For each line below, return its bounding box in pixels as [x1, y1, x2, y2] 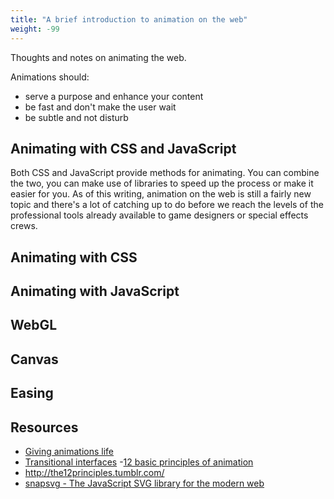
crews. [10, 220, 38, 232]
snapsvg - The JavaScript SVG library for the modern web [24, 477, 265, 490]
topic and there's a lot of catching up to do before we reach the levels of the [10, 199, 324, 211]
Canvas [10, 351, 59, 368]
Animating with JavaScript [10, 283, 180, 300]
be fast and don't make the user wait [24, 101, 177, 113]
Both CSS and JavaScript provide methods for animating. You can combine [10, 167, 320, 179]
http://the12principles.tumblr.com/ [24, 467, 165, 479]
